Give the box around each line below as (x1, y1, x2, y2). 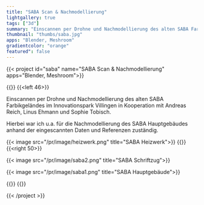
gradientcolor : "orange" (6, 43, 69, 49)
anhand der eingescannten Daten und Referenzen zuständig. (6, 126, 159, 134)
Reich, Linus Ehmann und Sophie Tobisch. (6, 108, 111, 116)
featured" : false (6, 49, 50, 55)
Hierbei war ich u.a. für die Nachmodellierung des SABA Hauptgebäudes (6, 120, 188, 127)
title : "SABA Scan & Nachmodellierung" (6, 9, 107, 15)
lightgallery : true (6, 15, 56, 21)
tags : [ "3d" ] (6, 20, 39, 26)
